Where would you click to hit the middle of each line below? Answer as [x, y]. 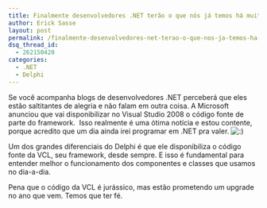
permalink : [26, 38]
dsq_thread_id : [33, 45]
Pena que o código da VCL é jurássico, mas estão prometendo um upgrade [131, 187]
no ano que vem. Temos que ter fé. [66, 195]
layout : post [30, 30]
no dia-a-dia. [30, 171]
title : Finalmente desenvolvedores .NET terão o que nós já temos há [126, 15]
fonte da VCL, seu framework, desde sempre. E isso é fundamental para [126, 155]
